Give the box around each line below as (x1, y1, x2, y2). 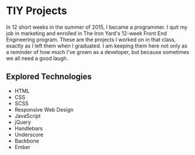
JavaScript (14, 112, 41, 119)
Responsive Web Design (14, 106, 74, 113)
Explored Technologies (6, 72, 92, 82)
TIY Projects (6, 4, 67, 18)
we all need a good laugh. (6, 55, 69, 62)
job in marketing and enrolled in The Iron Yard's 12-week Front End (6, 29, 167, 36)
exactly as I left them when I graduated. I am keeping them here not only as (6, 42, 187, 49)
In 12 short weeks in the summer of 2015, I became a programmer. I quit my (6, 23, 188, 31)
